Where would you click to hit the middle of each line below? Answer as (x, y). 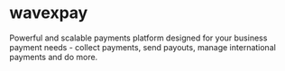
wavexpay (49, 13)
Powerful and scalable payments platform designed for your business (138, 38)
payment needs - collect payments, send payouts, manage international (143, 47)
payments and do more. (54, 57)
